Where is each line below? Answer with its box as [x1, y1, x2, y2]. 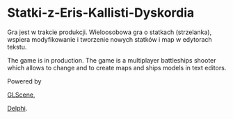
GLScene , [7, 90, 35, 99]
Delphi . [7, 104, 28, 112]
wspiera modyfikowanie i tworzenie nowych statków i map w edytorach [7, 35, 212, 43]
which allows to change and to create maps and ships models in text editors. [7, 63, 227, 72]
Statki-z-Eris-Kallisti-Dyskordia [7, 5, 195, 21]
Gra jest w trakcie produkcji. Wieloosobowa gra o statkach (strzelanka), [7, 28, 212, 36]
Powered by [7, 77, 42, 85]
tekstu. [7, 42, 27, 51]
